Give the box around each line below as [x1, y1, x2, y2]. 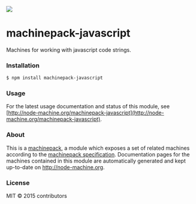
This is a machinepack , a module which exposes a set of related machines [6, 144, 190, 152]
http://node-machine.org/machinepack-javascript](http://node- [8, 109, 164, 117]
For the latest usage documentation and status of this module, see [6, 103, 170, 110]
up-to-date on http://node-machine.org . [6, 163, 105, 171]
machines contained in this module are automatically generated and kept [6, 157, 186, 164]
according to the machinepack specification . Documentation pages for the [6, 150, 190, 158]
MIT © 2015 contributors [6, 193, 67, 199]
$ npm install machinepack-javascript [6, 75, 103, 81]
